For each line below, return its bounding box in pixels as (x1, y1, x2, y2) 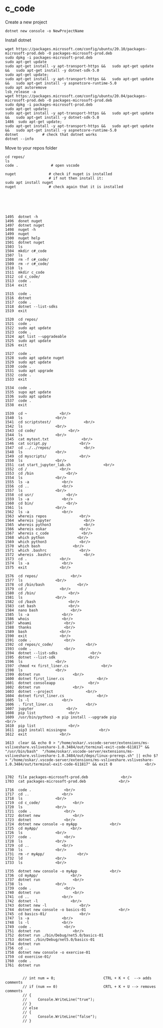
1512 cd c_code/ (5, 274, 41, 279)
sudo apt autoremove (5, 85, 47, 90)
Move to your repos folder (5, 145, 58, 151)
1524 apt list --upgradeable (5, 334, 67, 339)
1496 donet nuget (5, 219, 42, 223)
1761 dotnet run (5, 962, 41, 968)
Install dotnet (5, 37, 32, 43)
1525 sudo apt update (5, 338, 51, 343)
